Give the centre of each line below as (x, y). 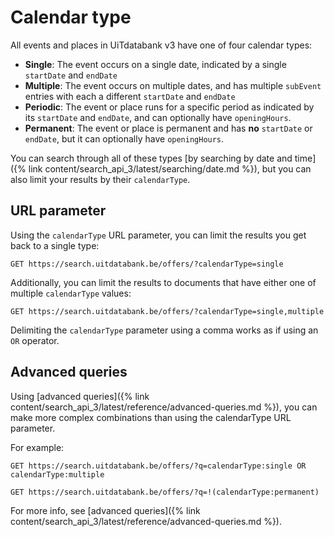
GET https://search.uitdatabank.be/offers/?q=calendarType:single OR (158, 466)
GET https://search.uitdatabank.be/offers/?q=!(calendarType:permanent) (165, 492)
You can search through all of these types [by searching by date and (151, 158)
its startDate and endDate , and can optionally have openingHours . (158, 117)
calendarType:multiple (57, 474)
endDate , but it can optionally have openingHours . (124, 138)
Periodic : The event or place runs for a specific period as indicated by (169, 107)
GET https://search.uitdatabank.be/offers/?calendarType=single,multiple (167, 311)
